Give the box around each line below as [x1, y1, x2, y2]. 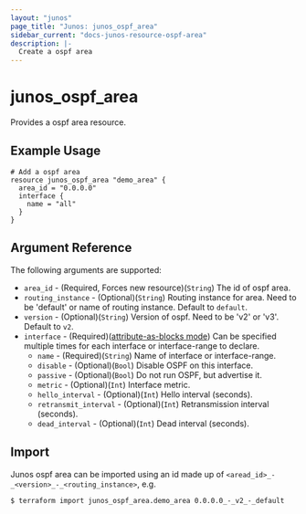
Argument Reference [10, 240, 132, 256]
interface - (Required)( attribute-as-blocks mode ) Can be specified [23, 330, 277, 341]
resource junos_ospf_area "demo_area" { [10, 175, 167, 184]
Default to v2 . [23, 320, 74, 331]
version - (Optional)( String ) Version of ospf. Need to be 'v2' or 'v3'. [23, 311, 280, 322]
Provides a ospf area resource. [10, 117, 127, 128]
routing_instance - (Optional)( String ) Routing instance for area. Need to [23, 291, 297, 302]
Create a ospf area [18, 47, 93, 57]
